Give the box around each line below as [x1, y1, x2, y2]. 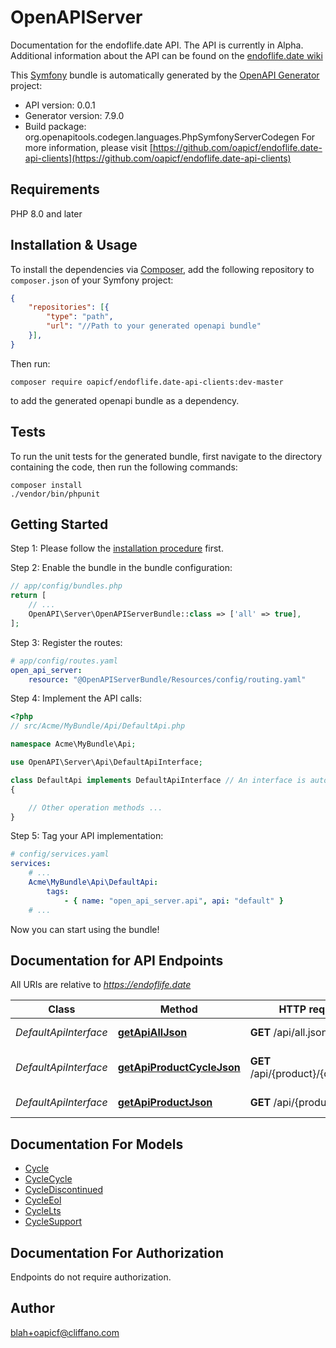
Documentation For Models [10, 1136, 184, 1153]
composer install [10, 480, 83, 490]
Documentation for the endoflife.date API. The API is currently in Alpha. [10, 39, 304, 51]
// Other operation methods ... [28, 802, 163, 813]
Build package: [24, 120, 87, 132]
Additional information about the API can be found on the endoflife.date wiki [10, 49, 323, 61]
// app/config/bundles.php [10, 581, 123, 591]
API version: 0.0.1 [24, 99, 96, 111]
